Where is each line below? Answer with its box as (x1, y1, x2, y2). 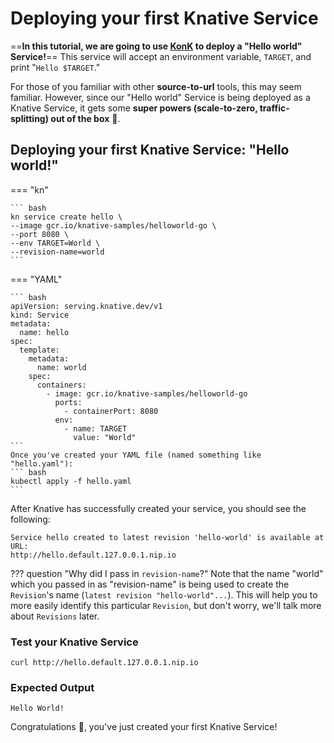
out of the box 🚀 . (50, 112, 121, 124)
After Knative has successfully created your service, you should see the (10, 502, 307, 514)
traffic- (259, 102, 290, 114)
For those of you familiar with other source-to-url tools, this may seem (10, 80, 302, 92)
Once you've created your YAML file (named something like (10, 450, 262, 460)
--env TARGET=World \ (10, 238, 101, 248)
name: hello (19, 327, 70, 337)
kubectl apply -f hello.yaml (10, 476, 132, 486)
